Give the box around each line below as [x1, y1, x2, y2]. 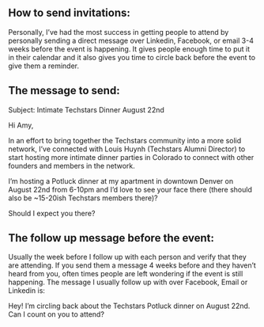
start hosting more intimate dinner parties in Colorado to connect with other [8, 152, 255, 162]
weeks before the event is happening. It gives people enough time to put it [8, 44, 251, 54]
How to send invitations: [8, 6, 130, 20]
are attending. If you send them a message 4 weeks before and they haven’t [8, 260, 257, 270]
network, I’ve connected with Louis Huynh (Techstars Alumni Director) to [8, 144, 246, 154]
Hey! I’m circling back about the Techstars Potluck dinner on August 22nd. [8, 301, 251, 311]
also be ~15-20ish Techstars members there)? [8, 193, 158, 203]
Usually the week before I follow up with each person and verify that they [8, 253, 247, 262]
